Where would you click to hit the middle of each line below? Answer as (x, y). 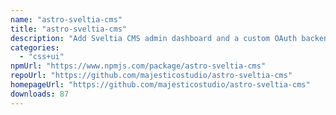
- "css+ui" (42, 57)
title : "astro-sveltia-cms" (69, 29)
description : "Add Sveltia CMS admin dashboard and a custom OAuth (154, 38)
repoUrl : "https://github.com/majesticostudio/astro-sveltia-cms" (151, 76)
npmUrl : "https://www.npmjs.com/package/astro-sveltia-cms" (138, 66)
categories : (35, 47)
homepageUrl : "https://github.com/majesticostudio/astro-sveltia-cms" (160, 85)
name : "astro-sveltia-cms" (66, 19)
